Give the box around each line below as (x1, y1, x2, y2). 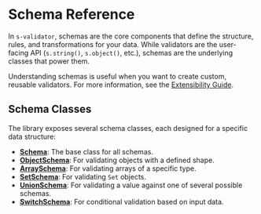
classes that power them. (8, 56, 90, 66)
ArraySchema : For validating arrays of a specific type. (19, 163, 197, 173)
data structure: (8, 132, 57, 141)
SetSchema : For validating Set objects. (19, 172, 147, 181)
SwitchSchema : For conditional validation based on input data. (19, 197, 224, 206)
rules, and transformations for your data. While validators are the (8, 39, 218, 49)
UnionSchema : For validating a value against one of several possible (19, 180, 243, 190)
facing (8, 48, 29, 57)
